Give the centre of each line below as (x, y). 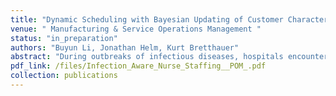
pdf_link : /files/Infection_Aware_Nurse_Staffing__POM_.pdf (138, 66)
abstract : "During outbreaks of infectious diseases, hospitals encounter (169, 57)
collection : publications (64, 76)
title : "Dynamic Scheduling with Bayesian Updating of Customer (147, 19)
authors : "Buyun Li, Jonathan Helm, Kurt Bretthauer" (125, 47)
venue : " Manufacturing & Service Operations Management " (136, 29)
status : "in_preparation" (64, 38)
